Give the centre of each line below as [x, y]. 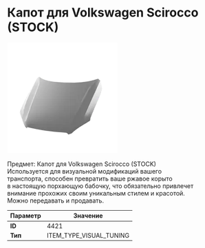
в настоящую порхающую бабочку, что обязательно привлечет [100, 186]
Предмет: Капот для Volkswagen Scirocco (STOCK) [82, 164]
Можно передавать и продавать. [56, 200]
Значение [88, 216]
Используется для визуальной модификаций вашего [85, 171]
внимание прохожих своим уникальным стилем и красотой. [96, 193]
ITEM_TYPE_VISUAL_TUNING [88, 235]
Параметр [25, 216]
